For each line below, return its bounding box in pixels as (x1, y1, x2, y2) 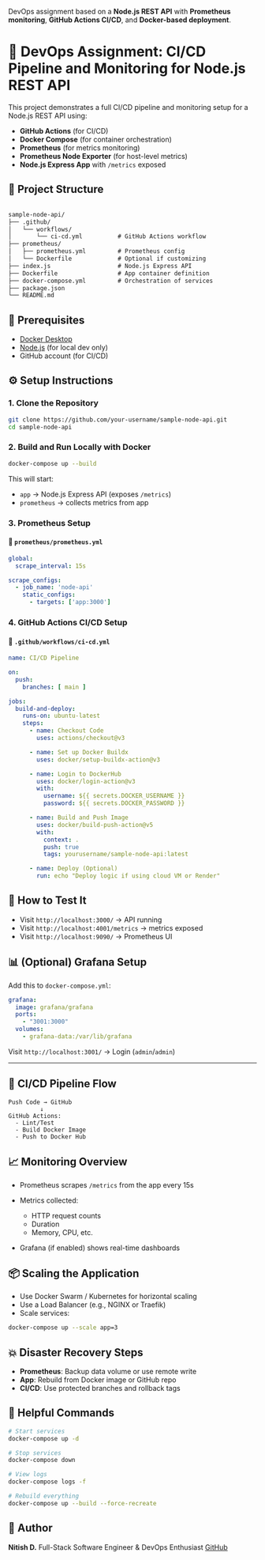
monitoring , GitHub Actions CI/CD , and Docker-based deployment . (8, 15, 231, 25)
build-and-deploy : (15, 704, 77, 712)
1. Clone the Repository (8, 398, 99, 409)
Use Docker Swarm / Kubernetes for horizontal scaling (19, 1292, 197, 1301)
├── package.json (8, 284, 65, 292)
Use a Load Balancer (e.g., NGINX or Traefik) (19, 1300, 166, 1309)
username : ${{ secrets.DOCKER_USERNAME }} (43, 792, 185, 800)
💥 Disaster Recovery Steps (8, 1346, 144, 1359)
